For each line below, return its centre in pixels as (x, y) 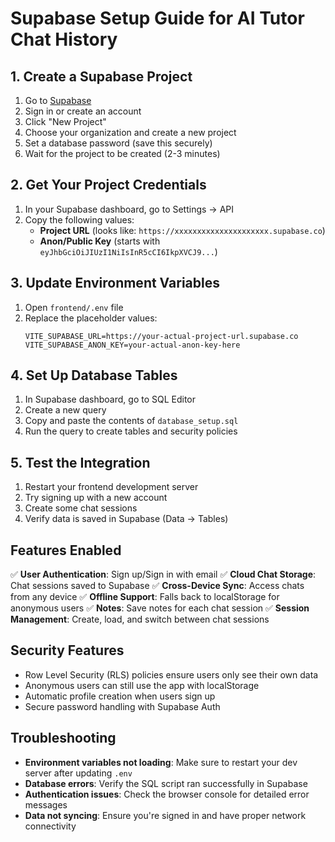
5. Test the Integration (80, 462)
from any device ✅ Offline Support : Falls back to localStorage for (145, 597)
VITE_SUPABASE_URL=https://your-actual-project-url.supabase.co (161, 336)
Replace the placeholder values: (91, 318)
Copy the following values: (79, 219)
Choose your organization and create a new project (130, 132)
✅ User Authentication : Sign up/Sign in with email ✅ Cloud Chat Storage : (163, 574)
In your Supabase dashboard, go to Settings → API (129, 209)
